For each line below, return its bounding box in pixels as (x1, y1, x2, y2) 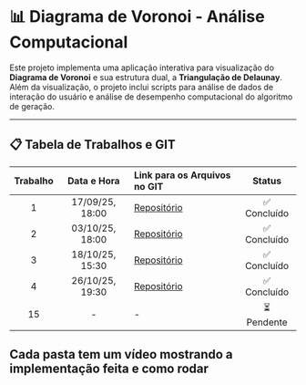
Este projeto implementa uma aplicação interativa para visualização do (9, 62, 275, 73)
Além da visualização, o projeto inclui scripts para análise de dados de (9, 81, 274, 92)
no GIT (133, 180, 164, 192)
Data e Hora (67, 174, 120, 187)
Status (251, 174, 282, 187)
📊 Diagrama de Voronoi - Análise (9, 6, 266, 27)
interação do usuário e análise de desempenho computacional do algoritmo (9, 91, 293, 102)
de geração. (9, 100, 55, 111)
